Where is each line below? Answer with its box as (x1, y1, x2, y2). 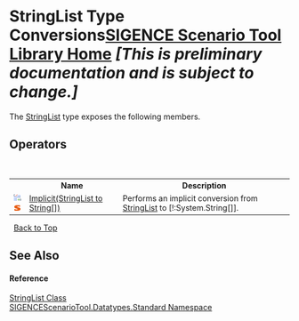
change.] (9, 82, 78, 102)
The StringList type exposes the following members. (9, 111, 201, 122)
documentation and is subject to (9, 63, 255, 84)
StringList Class (9, 293, 67, 303)
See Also (9, 248, 60, 263)
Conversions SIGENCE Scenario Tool (9, 25, 282, 45)
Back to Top (12, 222, 58, 233)
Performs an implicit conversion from (122, 193, 258, 204)
